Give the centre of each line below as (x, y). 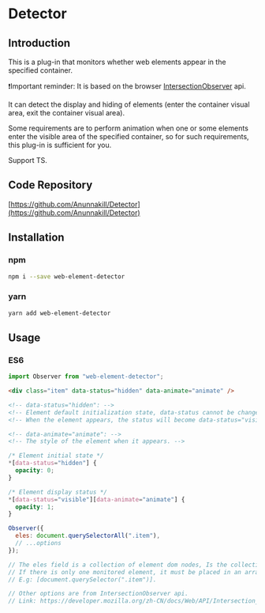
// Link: (22, 601)
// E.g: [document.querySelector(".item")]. (82, 579)
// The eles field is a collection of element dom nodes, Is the (118, 565)
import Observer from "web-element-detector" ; (86, 377)
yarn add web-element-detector (60, 313)
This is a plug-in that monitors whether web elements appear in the (117, 62)
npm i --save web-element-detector (67, 276)
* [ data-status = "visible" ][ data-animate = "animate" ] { (97, 499)
